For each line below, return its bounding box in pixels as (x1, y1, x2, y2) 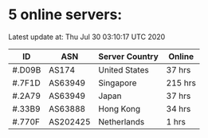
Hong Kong (98, 103, 141, 114)
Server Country (98, 50, 159, 61)
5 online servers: (8, 6, 123, 24)
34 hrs (166, 103, 191, 114)
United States (98, 64, 149, 75)
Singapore (98, 77, 137, 89)
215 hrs (166, 77, 197, 89)
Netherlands (98, 116, 145, 127)
